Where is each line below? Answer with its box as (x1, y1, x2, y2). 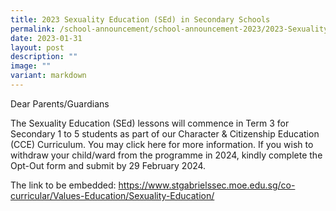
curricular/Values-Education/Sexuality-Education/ (10, 189, 215, 201)
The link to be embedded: (10, 179, 117, 191)
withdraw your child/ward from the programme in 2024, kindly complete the (10, 149, 323, 161)
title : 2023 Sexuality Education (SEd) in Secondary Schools (10, 14, 271, 25)
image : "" (10, 61, 52, 71)
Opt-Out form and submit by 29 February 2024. (10, 159, 207, 171)
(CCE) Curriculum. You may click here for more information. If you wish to (10, 138, 314, 150)
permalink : (10, 24, 56, 34)
